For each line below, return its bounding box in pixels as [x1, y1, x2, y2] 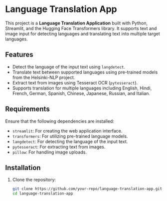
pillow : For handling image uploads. [12, 149, 87, 155]
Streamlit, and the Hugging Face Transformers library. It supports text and [5, 25, 157, 31]
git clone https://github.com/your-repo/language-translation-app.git [12, 186, 163, 191]
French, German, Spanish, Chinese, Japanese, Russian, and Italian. [12, 90, 151, 96]
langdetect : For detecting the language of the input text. [12, 138, 128, 144]
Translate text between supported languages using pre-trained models [12, 69, 158, 75]
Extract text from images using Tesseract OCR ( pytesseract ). [12, 79, 138, 85]
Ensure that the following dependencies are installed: [5, 118, 115, 124]
